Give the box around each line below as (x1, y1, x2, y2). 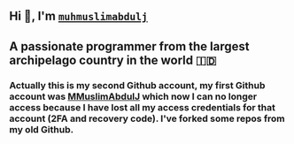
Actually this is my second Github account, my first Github (9, 79, 266, 91)
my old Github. (9, 123, 73, 135)
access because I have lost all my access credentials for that (9, 101, 276, 113)
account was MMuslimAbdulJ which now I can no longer (9, 90, 258, 102)
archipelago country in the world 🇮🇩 (9, 52, 217, 67)
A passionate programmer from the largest (9, 39, 250, 54)
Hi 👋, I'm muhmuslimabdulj (9, 9, 148, 24)
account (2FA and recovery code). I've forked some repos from (9, 112, 285, 125)
